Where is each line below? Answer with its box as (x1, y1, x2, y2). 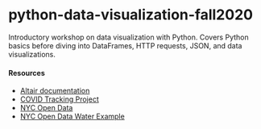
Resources (8, 68, 46, 77)
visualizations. (8, 49, 56, 59)
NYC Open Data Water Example (19, 111, 125, 122)
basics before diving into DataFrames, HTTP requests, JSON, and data (8, 40, 242, 50)
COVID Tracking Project (19, 94, 99, 104)
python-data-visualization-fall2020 (8, 6, 254, 24)
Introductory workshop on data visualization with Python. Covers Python (8, 32, 249, 42)
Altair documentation (19, 86, 90, 96)
